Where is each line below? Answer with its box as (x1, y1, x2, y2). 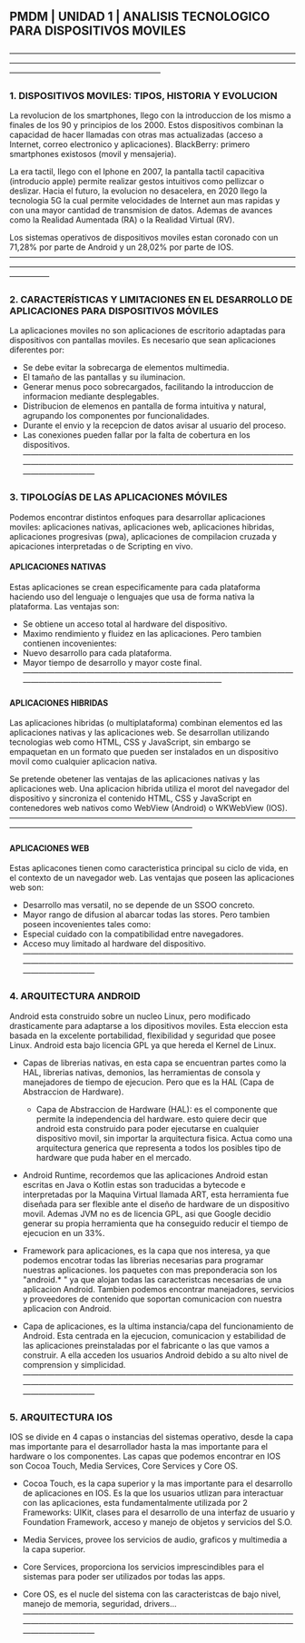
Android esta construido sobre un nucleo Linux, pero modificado (9, 1010, 251, 1022)
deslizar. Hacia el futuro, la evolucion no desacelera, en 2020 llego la (9, 185, 268, 196)
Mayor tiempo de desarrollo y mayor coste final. (22, 657, 202, 668)
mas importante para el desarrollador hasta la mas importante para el (9, 1440, 268, 1451)
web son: (9, 882, 44, 893)
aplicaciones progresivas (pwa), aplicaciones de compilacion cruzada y (9, 530, 277, 541)
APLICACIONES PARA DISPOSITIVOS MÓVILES (9, 305, 220, 318)
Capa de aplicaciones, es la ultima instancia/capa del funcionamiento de (22, 1321, 294, 1331)
